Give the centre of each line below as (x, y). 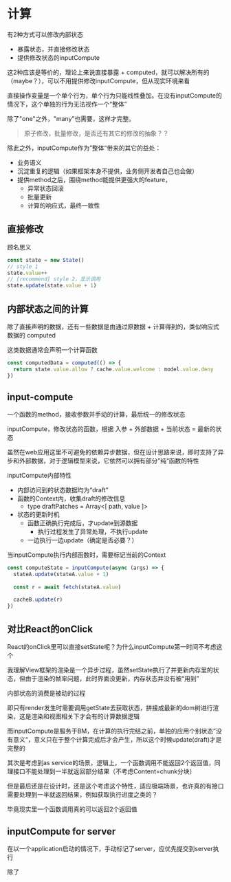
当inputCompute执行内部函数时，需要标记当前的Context (87, 555)
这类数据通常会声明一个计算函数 (52, 350)
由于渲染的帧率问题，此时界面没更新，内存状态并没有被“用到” (112, 679)
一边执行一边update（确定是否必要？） (82, 540)
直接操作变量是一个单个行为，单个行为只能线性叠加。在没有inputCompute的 (114, 95)
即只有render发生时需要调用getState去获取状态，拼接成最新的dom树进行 (110, 708)
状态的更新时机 (38, 515)
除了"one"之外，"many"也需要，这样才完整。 (71, 118)
